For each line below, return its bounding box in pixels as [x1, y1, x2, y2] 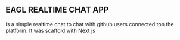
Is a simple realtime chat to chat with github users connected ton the [5, 20, 174, 27]
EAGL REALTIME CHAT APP [5, 5, 109, 15]
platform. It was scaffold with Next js [5, 27, 96, 34]
